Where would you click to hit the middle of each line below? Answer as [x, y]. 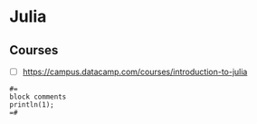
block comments [38, 97]
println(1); [32, 105]
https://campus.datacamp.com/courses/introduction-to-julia [135, 72]
